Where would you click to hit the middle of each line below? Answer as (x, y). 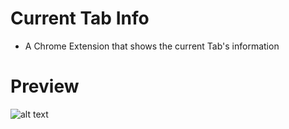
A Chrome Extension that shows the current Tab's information (152, 46)
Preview (45, 86)
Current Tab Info (80, 18)
